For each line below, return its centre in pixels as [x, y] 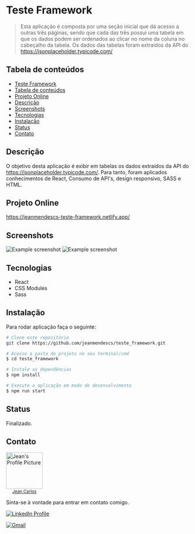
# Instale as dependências [39, 370]
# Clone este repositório [37, 337]
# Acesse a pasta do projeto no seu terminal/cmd [68, 354]
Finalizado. [19, 423]
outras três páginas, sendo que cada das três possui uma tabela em [102, 32]
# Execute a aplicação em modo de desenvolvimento [69, 386]
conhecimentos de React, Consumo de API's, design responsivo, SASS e [93, 178]
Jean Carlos [25, 492]
